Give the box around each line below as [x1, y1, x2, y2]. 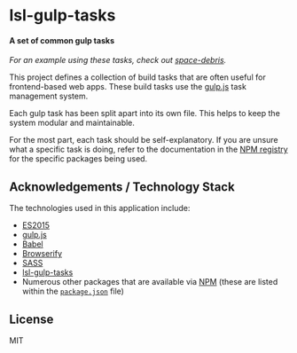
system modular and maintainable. [9, 117, 136, 129]
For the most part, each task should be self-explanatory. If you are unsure [9, 135, 278, 145]
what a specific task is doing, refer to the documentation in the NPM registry [9, 144, 288, 155]
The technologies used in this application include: [9, 203, 191, 214]
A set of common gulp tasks [9, 35, 115, 45]
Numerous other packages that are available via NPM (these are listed [21, 277, 278, 287]
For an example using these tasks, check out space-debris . [9, 55, 227, 66]
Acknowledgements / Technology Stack [9, 179, 235, 194]
